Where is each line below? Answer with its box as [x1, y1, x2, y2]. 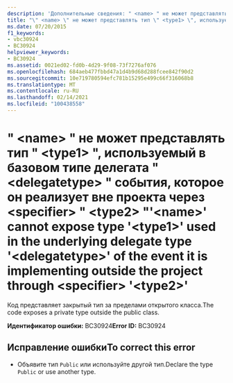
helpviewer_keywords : [7, 49, 70, 56]
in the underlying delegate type [7, 234, 192, 250]
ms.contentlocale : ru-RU [7, 87, 79, 94]
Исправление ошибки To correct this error [7, 341, 196, 354]
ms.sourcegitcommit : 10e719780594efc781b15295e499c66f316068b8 [7, 74, 194, 82]
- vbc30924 [7, 36, 39, 43]
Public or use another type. [17, 367, 96, 375]
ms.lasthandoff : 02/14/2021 [7, 94, 89, 101]
